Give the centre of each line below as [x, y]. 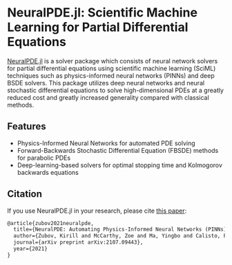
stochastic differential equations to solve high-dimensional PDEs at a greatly [116, 90]
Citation [25, 194]
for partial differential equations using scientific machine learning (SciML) [112, 68]
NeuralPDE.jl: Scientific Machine [103, 13]
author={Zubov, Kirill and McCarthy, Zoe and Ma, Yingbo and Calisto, [117, 236]
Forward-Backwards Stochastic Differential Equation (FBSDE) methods [118, 150]
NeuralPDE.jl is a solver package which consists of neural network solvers [113, 61]
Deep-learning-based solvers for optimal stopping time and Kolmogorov [120, 165]
